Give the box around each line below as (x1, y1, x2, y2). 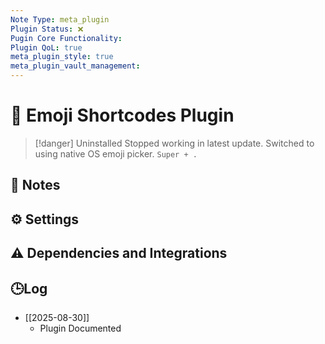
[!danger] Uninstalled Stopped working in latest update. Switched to (34, 137, 315, 149)
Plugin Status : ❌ (10, 24, 84, 34)
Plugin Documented (39, 322, 122, 334)
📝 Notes (10, 177, 61, 194)
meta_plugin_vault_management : (10, 61, 141, 71)
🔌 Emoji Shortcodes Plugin (10, 104, 235, 127)
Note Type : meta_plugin (10, 14, 110, 25)
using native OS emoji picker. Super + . (34, 147, 198, 160)
